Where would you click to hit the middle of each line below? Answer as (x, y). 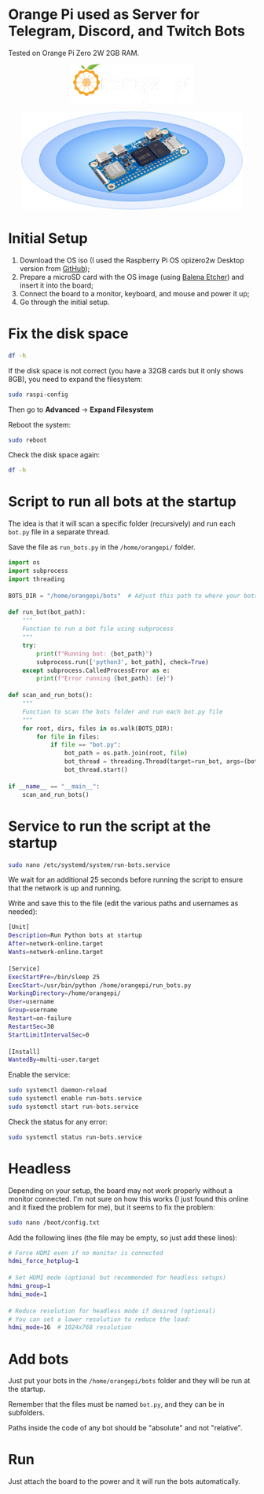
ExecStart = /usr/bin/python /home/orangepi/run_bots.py (100, 985)
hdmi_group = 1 (29, 1287)
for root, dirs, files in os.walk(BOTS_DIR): (98, 729)
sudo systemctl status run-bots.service (75, 1137)
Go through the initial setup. (64, 302)
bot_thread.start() (96, 770)
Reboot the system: (40, 424)
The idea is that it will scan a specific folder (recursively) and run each (122, 523)
